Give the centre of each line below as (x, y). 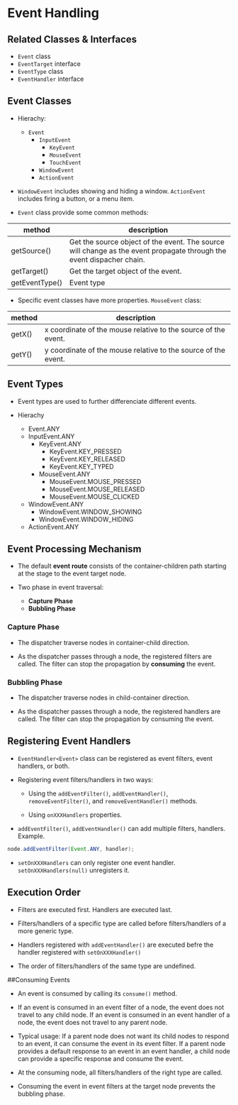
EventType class (40, 71)
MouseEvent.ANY (64, 474)
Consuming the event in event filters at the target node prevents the (117, 1086)
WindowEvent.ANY (56, 504)
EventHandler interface (51, 79)
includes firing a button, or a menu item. (76, 198)
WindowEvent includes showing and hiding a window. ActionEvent (112, 191)
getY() (22, 354)
